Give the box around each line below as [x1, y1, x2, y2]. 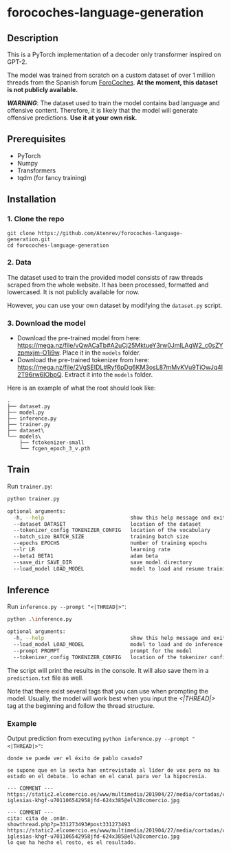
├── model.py [7, 409, 45, 417]
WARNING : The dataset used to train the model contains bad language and [7, 99, 220, 107]
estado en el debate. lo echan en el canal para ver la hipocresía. [7, 773, 208, 779]
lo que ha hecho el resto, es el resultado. [7, 839, 137, 846]
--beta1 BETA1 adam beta [13, 552, 158, 560]
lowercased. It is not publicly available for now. [7, 287, 140, 296]
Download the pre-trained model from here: [16, 334, 141, 342]
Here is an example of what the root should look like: [7, 384, 156, 392]
